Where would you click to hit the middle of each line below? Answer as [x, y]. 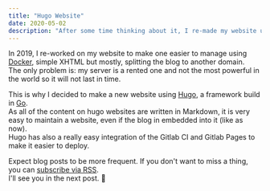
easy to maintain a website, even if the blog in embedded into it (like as [126, 120]
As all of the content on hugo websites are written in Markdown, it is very [129, 112]
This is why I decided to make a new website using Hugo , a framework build [134, 95]
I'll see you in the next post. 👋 [57, 178]
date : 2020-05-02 [37, 23]
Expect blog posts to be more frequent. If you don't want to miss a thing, [129, 161]
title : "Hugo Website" [46, 16]
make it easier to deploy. [49, 146]
